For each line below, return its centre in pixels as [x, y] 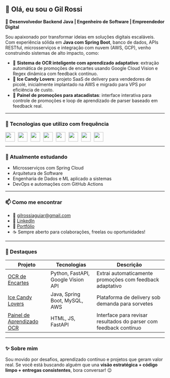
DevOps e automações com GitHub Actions [58, 184]
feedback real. [28, 106]
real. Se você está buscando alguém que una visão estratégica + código [81, 365]
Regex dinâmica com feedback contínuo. [55, 74]
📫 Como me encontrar [34, 202]
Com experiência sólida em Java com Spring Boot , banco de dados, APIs [82, 42]
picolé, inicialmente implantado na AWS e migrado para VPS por [79, 84]
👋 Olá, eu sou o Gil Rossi [44, 9]
